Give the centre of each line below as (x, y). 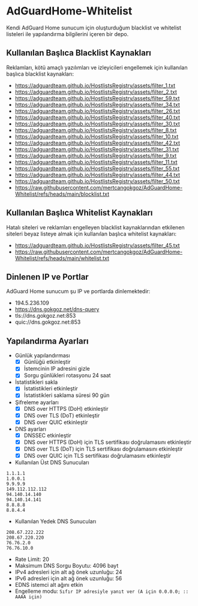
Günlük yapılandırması (42, 356)
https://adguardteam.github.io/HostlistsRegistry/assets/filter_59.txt (97, 98)
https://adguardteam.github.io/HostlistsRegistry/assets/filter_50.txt (97, 181)
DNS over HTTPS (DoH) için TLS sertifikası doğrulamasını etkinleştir (108, 442)
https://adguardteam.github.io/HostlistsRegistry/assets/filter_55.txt (97, 168)
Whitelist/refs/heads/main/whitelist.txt (62, 258)
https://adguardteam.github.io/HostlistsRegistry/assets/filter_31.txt (97, 149)
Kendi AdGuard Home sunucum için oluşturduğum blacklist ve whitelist (94, 28)
